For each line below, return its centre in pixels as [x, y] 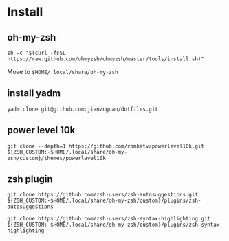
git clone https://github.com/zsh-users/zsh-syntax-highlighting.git [109, 219]
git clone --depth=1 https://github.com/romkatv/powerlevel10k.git [106, 146]
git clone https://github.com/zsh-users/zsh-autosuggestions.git [102, 195]
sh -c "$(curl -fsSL [37, 53]
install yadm [34, 93]
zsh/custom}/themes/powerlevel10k [57, 158]
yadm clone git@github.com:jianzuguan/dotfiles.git [83, 109]
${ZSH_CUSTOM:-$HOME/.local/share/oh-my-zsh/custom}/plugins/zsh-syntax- [115, 225]
